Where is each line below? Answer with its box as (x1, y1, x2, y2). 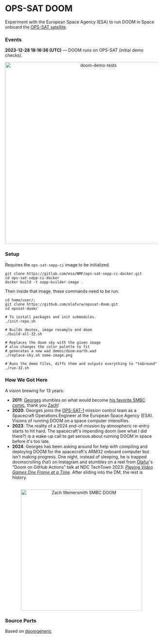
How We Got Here (5, 377, 48, 383)
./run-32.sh (5, 365, 29, 370)
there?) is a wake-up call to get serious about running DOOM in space (12, 433, 152, 439)
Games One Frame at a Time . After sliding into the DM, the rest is (12, 469, 143, 475)
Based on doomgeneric (5, 628, 52, 634)
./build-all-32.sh (5, 331, 42, 336)
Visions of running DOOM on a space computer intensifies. (12, 418, 130, 424)
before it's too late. (12, 438, 50, 444)
